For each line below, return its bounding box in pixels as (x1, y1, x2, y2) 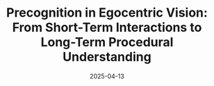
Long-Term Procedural (40, 35, 174, 50)
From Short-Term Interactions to (12, 19, 202, 35)
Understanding (63, 49, 151, 65)
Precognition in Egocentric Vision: (6, 5, 208, 21)
